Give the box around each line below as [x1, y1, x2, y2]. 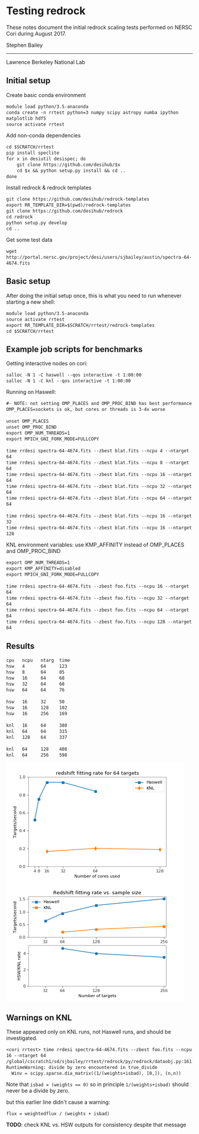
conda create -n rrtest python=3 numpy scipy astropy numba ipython [6, 110, 179, 115]
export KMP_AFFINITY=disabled [6, 566, 81, 572]
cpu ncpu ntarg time [6, 657, 70, 664]
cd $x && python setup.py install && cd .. [17, 168, 126, 174]
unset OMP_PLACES [6, 419, 49, 425]
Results [6, 641, 35, 651]
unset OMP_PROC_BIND [6, 425, 57, 431]
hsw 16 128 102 [6, 705, 68, 711]
